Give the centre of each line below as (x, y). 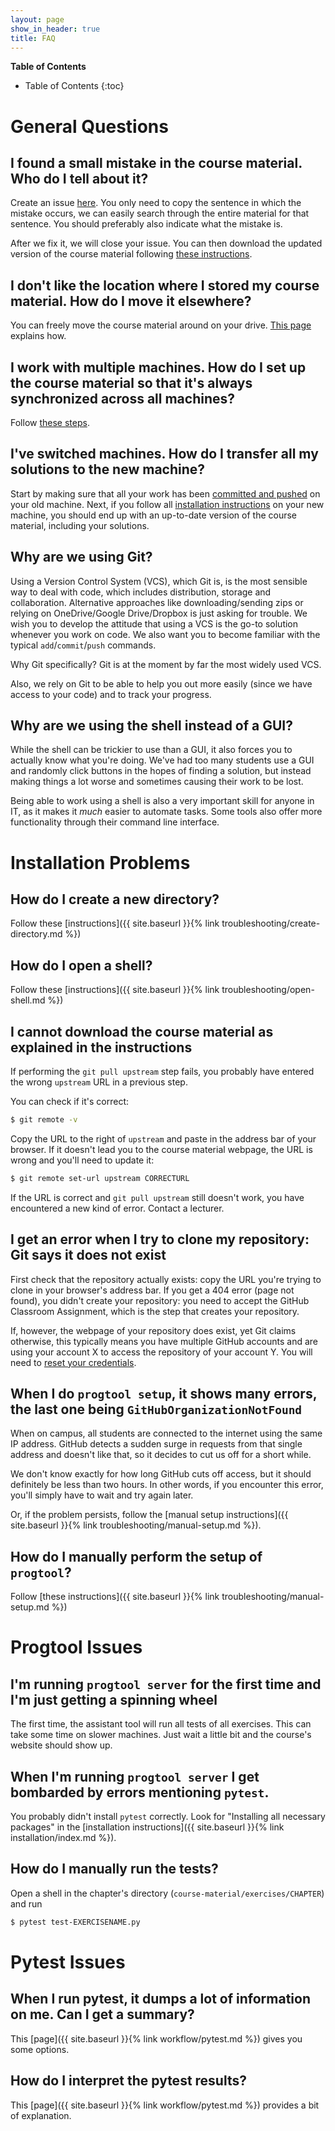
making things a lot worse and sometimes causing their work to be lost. (157, 782)
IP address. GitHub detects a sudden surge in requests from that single (156, 1444)
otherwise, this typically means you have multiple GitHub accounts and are (164, 1341)
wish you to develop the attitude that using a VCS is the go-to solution (154, 623)
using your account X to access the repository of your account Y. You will (161, 1352)
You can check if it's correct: (69, 1102)
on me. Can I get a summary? (102, 2014)
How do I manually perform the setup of (136, 1556)
